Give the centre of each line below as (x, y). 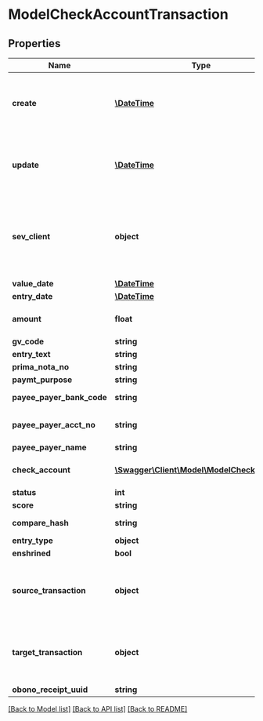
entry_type (32, 541)
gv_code (28, 341)
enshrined (31, 553)
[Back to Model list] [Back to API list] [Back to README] (98, 709)
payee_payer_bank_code (59, 397)
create (24, 103)
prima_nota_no (40, 367)
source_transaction (49, 590)
